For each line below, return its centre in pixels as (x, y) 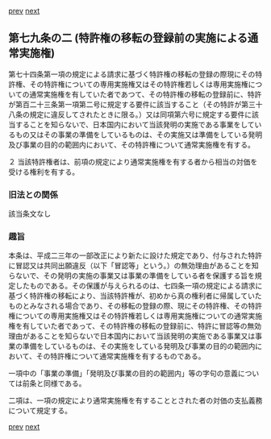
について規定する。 (40, 411)
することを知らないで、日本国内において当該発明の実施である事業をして (135, 124)
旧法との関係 (33, 194)
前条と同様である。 (54, 383)
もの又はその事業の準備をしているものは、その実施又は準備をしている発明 (139, 135)
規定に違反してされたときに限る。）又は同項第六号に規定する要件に (141, 114)
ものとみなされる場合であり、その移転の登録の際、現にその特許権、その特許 (135, 306)
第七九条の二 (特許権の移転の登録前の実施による (128, 38)
